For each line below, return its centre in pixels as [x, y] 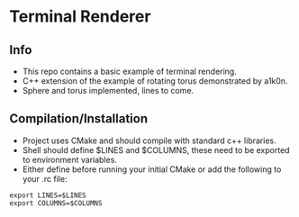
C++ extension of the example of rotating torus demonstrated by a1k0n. [155, 81]
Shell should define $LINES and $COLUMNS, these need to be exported [156, 149]
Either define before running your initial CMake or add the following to [152, 169]
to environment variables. [69, 159]
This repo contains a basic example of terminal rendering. [129, 71]
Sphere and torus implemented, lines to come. [108, 90]
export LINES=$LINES [48, 195]
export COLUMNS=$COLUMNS [56, 203]
